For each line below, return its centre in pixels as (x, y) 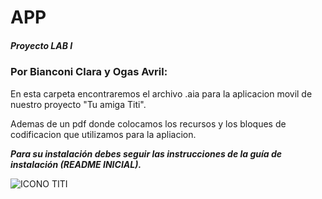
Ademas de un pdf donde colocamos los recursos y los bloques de (148, 123)
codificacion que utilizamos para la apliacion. (103, 134)
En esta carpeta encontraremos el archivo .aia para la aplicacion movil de (161, 93)
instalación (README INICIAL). (76, 164)
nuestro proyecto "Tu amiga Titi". (78, 104)
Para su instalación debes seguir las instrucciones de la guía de (146, 153)
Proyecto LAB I (41, 45)
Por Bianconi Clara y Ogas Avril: (89, 72)
